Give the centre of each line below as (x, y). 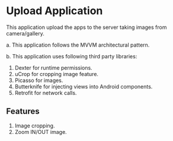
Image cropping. (35, 126)
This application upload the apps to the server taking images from (86, 27)
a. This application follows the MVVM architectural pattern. (78, 45)
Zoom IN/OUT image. (41, 132)
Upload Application (55, 11)
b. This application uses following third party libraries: (72, 56)
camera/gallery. (25, 33)
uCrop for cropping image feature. (57, 74)
